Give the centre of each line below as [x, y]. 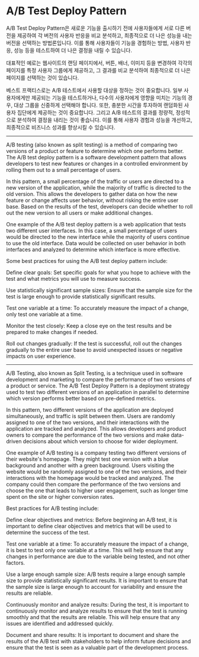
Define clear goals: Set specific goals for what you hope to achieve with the [98, 272]
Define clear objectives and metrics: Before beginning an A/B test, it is [92, 520]
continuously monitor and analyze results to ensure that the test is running [97, 611]
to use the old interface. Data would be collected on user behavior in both [96, 243]
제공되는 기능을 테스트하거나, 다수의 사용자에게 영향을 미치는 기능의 [109, 97]
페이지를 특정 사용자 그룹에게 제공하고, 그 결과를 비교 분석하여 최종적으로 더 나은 [99, 70]
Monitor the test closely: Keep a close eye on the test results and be [89, 326]
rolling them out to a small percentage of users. [64, 169]
